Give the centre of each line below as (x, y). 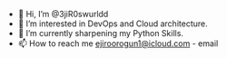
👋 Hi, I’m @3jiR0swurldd (63, 14)
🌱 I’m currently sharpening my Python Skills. (101, 33)
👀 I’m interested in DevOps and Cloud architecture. (113, 24)
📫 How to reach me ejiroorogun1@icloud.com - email (118, 43)
